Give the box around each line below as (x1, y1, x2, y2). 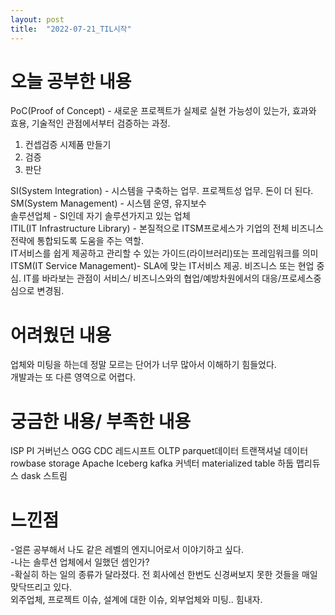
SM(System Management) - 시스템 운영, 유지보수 (10, 197, 207, 210)
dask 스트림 (20, 470, 68, 482)
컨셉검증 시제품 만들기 (24, 139, 112, 151)
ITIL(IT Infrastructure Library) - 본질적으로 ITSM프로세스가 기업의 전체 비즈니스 (10, 222, 324, 235)
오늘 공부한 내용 (10, 70, 132, 93)
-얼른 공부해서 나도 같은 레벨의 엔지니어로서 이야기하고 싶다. (10, 544, 244, 556)
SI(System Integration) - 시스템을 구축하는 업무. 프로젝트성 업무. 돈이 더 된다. (10, 185, 314, 197)
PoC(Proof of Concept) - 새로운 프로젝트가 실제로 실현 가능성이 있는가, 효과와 (10, 105, 317, 117)
